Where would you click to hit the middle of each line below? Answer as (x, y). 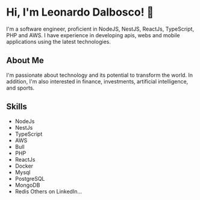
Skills (17, 107)
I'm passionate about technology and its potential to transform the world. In (100, 75)
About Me (25, 60)
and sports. (20, 88)
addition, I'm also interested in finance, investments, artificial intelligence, (97, 81)
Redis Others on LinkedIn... (48, 191)
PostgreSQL (30, 178)
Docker (24, 166)
